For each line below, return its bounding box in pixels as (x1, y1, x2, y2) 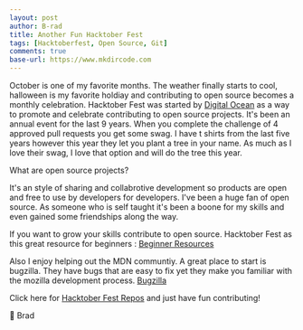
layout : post (9, 13, 59, 23)
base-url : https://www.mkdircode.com (9, 55, 152, 64)
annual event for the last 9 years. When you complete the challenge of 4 (9, 118, 279, 129)
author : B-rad (9, 22, 63, 31)
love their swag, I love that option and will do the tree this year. (9, 147, 242, 158)
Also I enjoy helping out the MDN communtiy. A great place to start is (9, 256, 267, 267)
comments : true (9, 47, 67, 56)
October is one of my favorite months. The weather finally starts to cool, (9, 80, 278, 90)
